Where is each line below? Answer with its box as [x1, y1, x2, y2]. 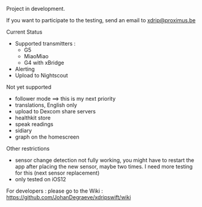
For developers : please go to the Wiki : [6, 187, 103, 194]
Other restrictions [6, 145, 50, 152]
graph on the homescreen [14, 133, 79, 140]
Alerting [14, 65, 35, 73]
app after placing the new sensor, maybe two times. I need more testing [14, 163, 193, 170]
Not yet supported [6, 83, 52, 91]
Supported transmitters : [14, 40, 76, 47]
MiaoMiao [23, 53, 49, 59]
